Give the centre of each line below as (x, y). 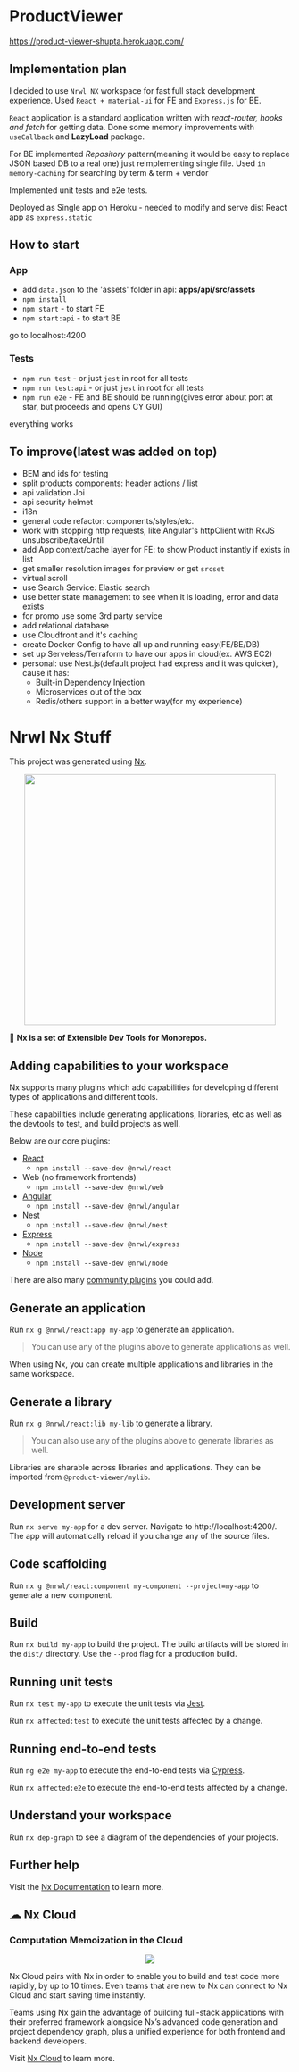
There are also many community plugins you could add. (112, 1280)
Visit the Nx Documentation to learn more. (86, 1886)
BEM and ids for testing (65, 473)
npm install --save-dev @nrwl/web (100, 1188)
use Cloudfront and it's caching (80, 635)
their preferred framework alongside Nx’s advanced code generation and (144, 2022)
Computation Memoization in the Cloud (96, 1940)
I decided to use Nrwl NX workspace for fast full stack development (133, 90)
